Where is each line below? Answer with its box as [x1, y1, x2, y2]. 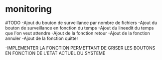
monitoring [5, 3, 52, 15]
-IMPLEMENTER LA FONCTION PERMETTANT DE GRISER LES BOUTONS [5, 45, 156, 51]
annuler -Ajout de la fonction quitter [5, 35, 79, 41]
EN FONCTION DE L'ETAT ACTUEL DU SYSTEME [5, 50, 106, 56]
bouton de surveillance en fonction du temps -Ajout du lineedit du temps [5, 25, 154, 30]
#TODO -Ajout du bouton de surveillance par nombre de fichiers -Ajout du [5, 20, 158, 26]
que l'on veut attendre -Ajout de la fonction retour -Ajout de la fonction [5, 30, 151, 36]
